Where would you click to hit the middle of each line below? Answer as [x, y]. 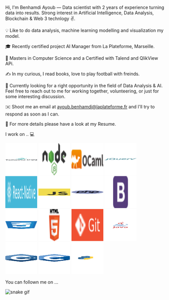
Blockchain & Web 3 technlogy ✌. [40, 18]
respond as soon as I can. [32, 114]
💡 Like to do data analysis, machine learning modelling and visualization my [84, 30]
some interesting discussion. [35, 96]
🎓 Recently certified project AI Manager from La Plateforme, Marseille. [80, 46]
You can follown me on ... [32, 282]
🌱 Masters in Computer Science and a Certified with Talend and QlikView [82, 58]
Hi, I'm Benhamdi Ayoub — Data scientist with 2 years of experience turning [85, 7]
